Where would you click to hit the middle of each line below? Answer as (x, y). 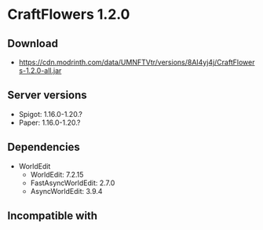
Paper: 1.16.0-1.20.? (49, 122)
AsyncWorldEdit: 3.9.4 (66, 191)
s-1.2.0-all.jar (40, 71)
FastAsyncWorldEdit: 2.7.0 (73, 183)
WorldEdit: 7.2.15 (57, 174)
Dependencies (44, 147)
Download (33, 44)
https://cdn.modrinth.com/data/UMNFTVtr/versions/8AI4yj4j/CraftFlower (137, 62)
